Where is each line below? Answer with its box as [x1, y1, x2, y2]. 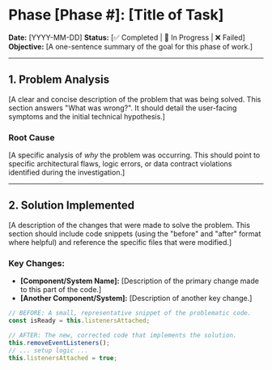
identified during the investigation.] [8, 168, 125, 178]
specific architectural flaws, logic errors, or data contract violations [8, 159, 232, 169]
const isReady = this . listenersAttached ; [8, 316, 151, 325]
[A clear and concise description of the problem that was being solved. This [8, 94, 261, 104]
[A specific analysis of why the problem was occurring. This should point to [8, 150, 261, 160]
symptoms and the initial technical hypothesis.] [8, 111, 166, 121]
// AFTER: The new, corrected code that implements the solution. [8, 331, 237, 339]
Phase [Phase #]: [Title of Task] [8, 6, 224, 24]
